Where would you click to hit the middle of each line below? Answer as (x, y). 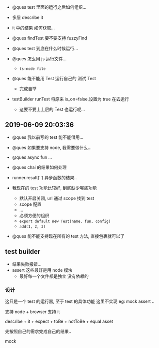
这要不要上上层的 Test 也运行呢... (52, 109)
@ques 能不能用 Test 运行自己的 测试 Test (54, 78)
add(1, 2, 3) (32, 226)
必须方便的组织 (34, 215)
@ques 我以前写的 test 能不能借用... (48, 137)
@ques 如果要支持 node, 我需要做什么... (52, 148)
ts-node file (32, 69)
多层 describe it (28, 17)
